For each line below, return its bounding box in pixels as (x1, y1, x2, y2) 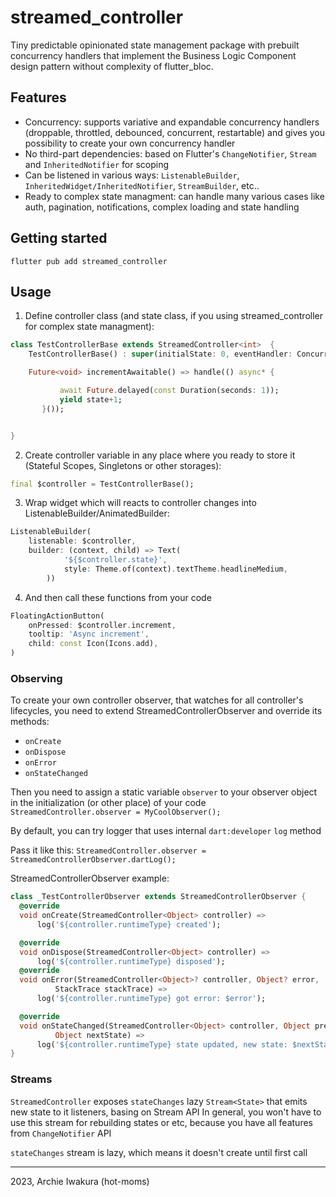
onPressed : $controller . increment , (28, 620, 177, 630)
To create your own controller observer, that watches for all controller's (10, 694, 304, 706)
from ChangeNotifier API (10, 1127, 112, 1139)
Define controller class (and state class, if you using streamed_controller (24, 310, 324, 322)
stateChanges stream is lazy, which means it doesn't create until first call (10, 1146, 308, 1158)
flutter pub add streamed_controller (10, 256, 168, 266)
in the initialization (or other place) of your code (10, 797, 207, 809)
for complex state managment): (24, 321, 155, 333)
